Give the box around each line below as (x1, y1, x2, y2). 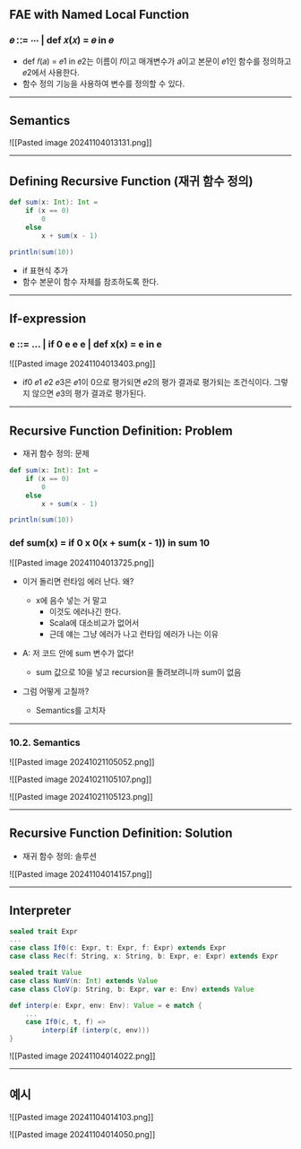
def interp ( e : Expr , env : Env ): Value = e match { (9, 1001, 202, 1010)
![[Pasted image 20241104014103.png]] (9, 1111, 154, 1122)
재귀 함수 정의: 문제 (21, 448, 90, 459)
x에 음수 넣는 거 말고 (35, 594, 107, 605)
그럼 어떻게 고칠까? (21, 686, 90, 697)
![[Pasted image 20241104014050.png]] (9, 1128, 156, 1139)
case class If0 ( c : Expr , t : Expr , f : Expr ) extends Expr (9, 943, 227, 952)
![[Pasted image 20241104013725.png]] (9, 557, 155, 568)
